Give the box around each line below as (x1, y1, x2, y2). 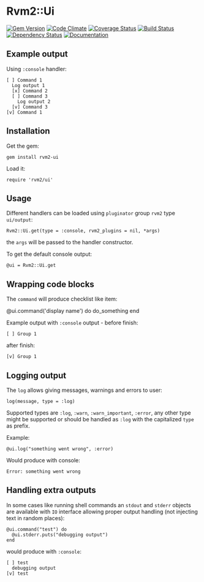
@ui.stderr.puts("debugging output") (12, 532, 108, 538)
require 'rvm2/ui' (6, 177, 53, 183)
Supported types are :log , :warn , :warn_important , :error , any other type (6, 409, 191, 416)
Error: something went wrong (6, 469, 81, 475)
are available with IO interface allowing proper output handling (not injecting (6, 508, 198, 515)
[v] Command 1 (6, 109, 43, 115)
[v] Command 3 (12, 104, 48, 110)
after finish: (6, 342, 36, 349)
